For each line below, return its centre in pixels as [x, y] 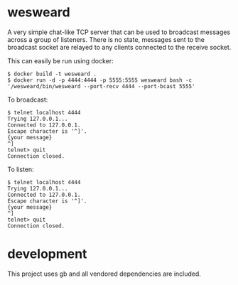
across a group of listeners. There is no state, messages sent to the [106, 39]
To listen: [21, 169]
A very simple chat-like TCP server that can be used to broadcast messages [119, 32]
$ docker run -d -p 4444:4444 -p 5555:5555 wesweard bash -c [100, 80]
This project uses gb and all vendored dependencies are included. [104, 274]
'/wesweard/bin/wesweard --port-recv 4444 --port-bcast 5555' [101, 86]
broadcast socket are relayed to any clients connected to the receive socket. [119, 47]
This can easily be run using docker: [60, 60]
